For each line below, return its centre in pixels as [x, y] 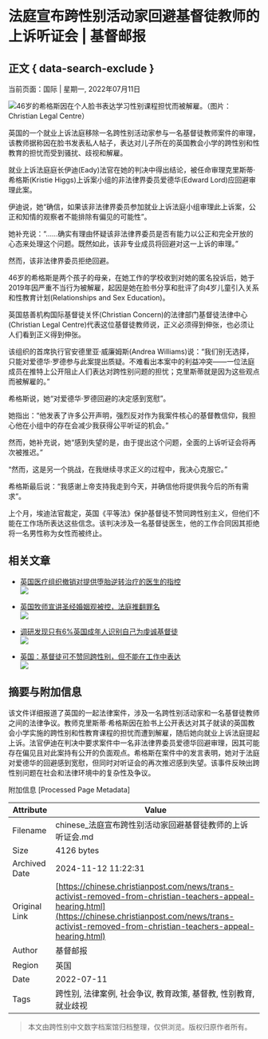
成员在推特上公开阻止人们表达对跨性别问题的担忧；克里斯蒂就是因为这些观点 [134, 371]
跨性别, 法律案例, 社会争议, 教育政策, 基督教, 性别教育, [155, 993]
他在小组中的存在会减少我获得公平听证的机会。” [92, 425]
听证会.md [75, 837]
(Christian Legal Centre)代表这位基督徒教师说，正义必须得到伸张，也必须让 [132, 325]
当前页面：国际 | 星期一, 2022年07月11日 [75, 89]
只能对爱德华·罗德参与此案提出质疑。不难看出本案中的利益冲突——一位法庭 [132, 361]
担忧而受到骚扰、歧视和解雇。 [78, 153]
